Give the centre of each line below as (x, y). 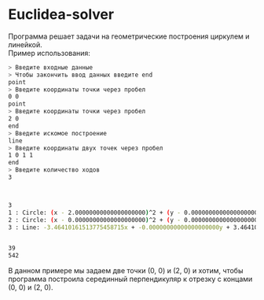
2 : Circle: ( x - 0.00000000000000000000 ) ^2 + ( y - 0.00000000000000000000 (135, 220)
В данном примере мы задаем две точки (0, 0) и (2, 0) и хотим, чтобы (126, 271)
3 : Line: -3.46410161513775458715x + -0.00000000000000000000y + (119, 227)
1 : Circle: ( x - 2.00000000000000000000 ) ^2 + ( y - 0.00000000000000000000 (135, 213)
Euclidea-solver (61, 15)
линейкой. (25, 44)
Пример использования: (49, 53)
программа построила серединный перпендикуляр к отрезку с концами (130, 279)
